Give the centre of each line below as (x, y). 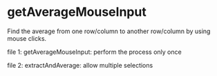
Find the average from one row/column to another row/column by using (109, 31)
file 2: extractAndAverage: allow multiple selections (80, 65)
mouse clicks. (27, 38)
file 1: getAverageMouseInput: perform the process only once (94, 52)
